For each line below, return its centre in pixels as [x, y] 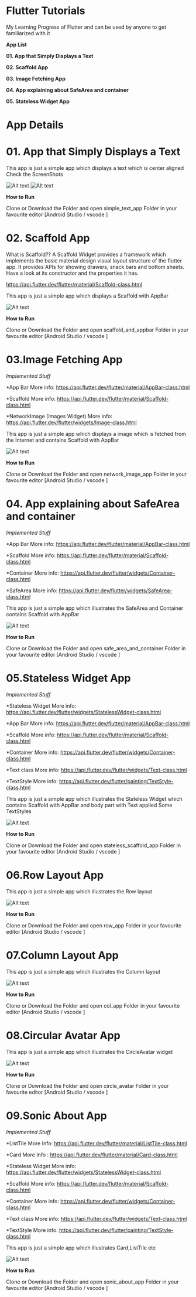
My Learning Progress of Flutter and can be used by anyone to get [86, 27]
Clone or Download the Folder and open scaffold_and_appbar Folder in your [97, 330]
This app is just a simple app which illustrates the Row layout [79, 891]
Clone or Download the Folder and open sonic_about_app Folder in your [93, 1282]
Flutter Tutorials [46, 11]
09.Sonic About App [56, 1116]
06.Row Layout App [55, 875]
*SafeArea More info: [32, 591]
